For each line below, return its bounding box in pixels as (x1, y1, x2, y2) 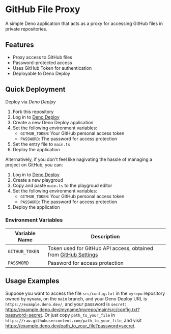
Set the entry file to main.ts (12, 141, 70, 147)
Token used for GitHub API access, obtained (47, 244, 154, 252)
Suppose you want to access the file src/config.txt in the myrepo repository (5, 290, 165, 296)
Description (91, 233, 120, 240)
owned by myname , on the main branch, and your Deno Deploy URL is (5, 295, 148, 301)
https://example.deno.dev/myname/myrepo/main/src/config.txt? (5, 307, 140, 313)
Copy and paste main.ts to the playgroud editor (12, 182, 112, 188)
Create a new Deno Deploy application (12, 119, 94, 125)
